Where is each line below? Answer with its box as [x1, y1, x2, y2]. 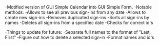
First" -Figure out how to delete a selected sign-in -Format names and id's [5, 34, 155, 40]
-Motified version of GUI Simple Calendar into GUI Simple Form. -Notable [5, 4, 152, 10]
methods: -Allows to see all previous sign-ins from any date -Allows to [5, 9, 146, 15]
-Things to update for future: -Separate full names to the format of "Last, [5, 29, 151, 35]
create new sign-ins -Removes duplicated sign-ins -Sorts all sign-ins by [5, 15, 150, 20]
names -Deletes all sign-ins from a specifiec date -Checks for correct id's [5, 20, 154, 25]
